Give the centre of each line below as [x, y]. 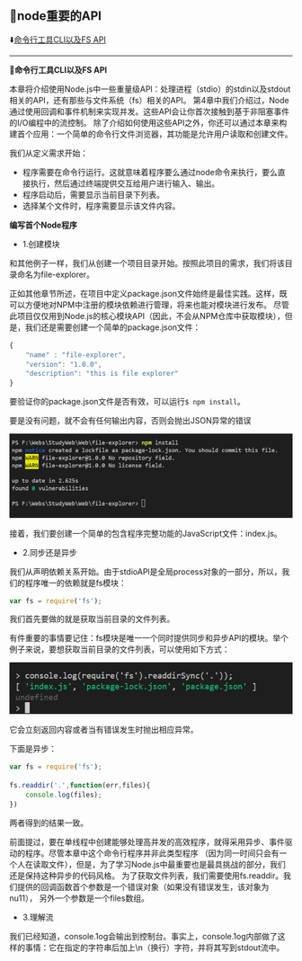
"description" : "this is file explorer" [102, 374]
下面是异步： [33, 748]
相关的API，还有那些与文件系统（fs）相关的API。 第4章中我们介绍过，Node [149, 100]
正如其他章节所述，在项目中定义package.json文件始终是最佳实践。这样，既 [148, 293]
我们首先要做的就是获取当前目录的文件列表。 [92, 619]
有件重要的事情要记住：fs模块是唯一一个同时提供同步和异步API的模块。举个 [149, 638]
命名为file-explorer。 [55, 274]
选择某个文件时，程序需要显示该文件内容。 [101, 206]
